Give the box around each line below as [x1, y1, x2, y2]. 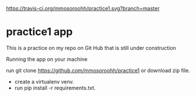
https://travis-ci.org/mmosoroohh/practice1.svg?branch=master [6, 5, 160, 12]
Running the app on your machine [6, 55, 88, 63]
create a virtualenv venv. [14, 78, 74, 85]
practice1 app [6, 26, 73, 38]
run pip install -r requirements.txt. [14, 84, 96, 91]
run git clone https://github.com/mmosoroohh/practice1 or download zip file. [6, 67, 190, 74]
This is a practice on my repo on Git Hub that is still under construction [6, 44, 177, 51]
